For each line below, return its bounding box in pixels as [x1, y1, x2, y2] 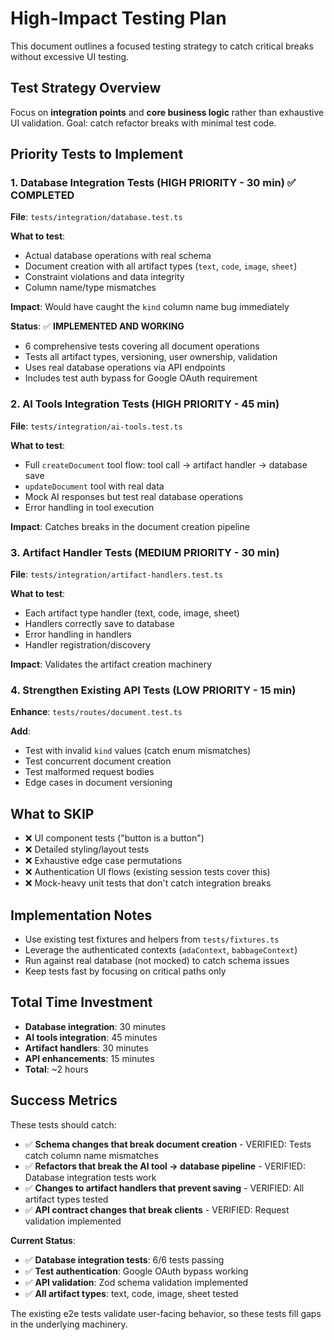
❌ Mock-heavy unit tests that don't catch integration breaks [24, 877, 272, 889]
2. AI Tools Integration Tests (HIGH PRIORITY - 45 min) [10, 397, 280, 411]
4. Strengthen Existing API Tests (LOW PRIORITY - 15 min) [10, 683, 297, 697]
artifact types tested [24, 1193, 109, 1205]
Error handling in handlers [24, 628, 132, 641]
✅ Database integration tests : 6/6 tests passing [24, 1253, 225, 1266]
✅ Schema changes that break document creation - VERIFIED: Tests [24, 1138, 312, 1150]
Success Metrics [10, 1092, 118, 1109]
